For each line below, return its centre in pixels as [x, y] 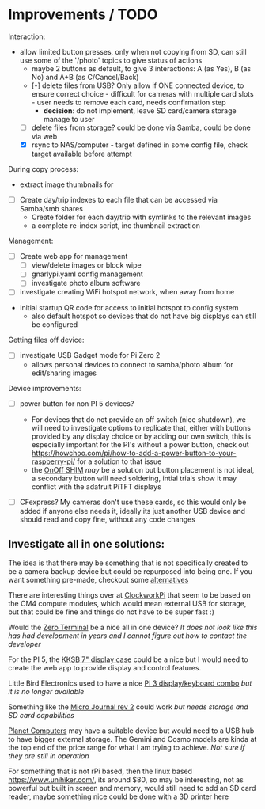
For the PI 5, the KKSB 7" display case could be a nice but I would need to [128, 659]
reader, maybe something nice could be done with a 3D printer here [119, 796]
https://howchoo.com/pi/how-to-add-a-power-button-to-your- [134, 453]
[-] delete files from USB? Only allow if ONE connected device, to [138, 85]
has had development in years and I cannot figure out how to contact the [128, 636]
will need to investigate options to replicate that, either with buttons [141, 427]
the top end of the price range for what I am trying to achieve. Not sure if [127, 748]
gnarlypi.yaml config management [87, 274]
